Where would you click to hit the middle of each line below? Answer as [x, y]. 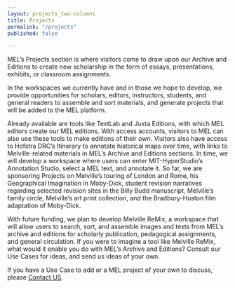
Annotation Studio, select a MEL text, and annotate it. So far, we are [105, 168]
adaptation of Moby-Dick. [44, 206]
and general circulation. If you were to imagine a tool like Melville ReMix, [112, 242]
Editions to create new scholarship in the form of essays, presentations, [111, 67]
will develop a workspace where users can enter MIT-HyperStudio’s [105, 161]
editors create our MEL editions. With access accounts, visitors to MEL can [115, 131]
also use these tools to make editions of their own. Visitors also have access [117, 139]
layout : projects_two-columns [52, 14]
